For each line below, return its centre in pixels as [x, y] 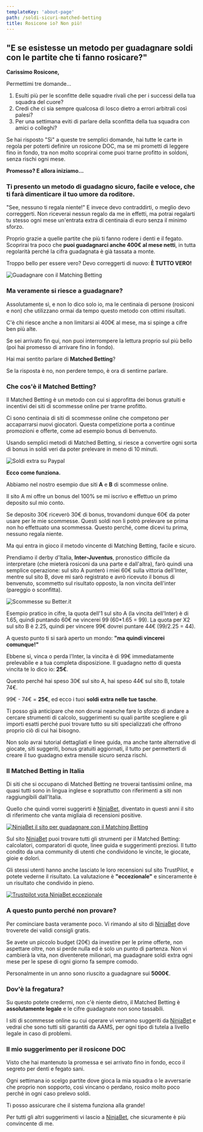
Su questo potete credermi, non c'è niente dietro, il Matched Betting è [93, 1002]
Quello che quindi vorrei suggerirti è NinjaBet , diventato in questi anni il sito [100, 809]
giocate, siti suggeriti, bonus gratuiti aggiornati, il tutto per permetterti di [96, 749]
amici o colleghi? [36, 128]
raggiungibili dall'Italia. [34, 797]
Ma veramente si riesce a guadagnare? [65, 291]
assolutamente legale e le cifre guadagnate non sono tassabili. [85, 1009]
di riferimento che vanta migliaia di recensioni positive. [74, 815]
